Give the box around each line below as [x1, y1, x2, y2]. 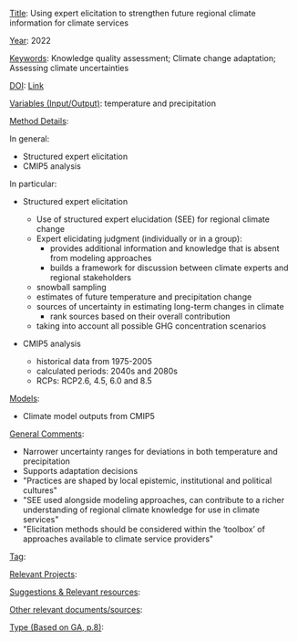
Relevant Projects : [9, 569, 77, 579]
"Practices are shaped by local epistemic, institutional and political [22, 475, 272, 486]
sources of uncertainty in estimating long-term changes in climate [36, 301, 284, 311]
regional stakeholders [49, 272, 132, 282]
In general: [9, 133, 50, 144]
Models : [9, 393, 40, 404]
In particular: [9, 178, 57, 189]
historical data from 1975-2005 [36, 356, 152, 366]
